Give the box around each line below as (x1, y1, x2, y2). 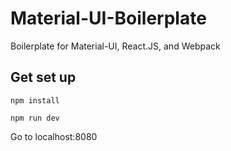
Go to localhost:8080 (10, 130, 98, 142)
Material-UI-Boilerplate (10, 7, 207, 30)
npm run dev (10, 113, 60, 123)
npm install (10, 95, 60, 106)
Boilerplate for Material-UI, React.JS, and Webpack (10, 40, 221, 52)
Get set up (10, 69, 77, 86)
